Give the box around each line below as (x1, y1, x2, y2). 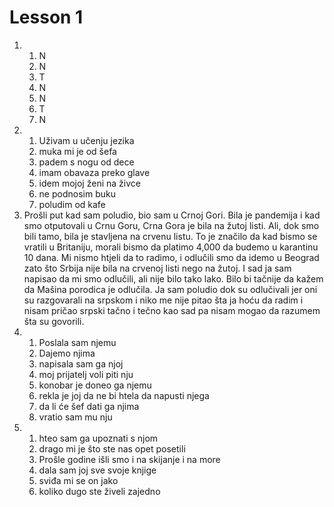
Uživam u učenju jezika (38, 134, 135, 146)
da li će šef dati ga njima (38, 400, 140, 412)
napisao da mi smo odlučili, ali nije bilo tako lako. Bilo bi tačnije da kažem (23, 272, 324, 285)
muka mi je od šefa (38, 145, 117, 157)
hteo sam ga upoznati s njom (38, 432, 159, 444)
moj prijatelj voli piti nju (38, 368, 134, 380)
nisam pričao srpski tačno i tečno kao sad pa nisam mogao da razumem (23, 304, 321, 316)
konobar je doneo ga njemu (38, 379, 152, 391)
